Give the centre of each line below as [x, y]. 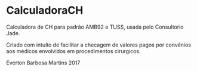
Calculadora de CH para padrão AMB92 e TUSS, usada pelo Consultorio [95, 27]
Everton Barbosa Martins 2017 [43, 63]
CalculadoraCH [45, 10]
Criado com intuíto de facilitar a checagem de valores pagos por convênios [98, 45]
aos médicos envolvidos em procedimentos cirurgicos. [74, 51]
